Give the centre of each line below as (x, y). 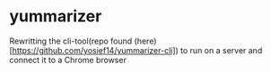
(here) (145, 41)
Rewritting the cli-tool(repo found (71, 41)
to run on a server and (222, 50)
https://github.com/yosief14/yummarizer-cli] (94, 50)
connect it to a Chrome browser (68, 60)
